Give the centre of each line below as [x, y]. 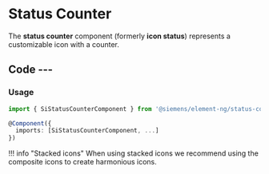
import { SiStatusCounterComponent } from [80, 109]
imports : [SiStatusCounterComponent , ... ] [87, 131]
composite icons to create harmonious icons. [83, 162]
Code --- [31, 70]
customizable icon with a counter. [64, 44]
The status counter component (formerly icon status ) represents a [119, 36]
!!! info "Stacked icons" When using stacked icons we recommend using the [133, 153]
